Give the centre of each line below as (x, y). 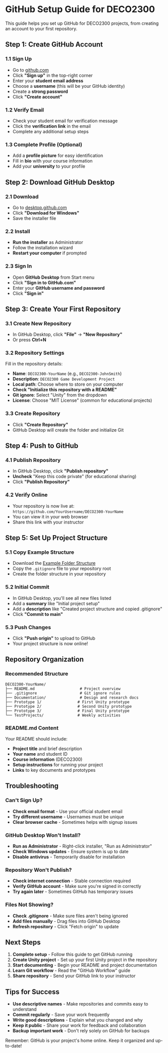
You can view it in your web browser (50, 516)
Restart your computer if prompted (49, 253)
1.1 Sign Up (18, 59)
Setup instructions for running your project (58, 765)
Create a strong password (40, 91)
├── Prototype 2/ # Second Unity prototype (69, 706)
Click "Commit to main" (38, 614)
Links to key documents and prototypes (54, 770)
